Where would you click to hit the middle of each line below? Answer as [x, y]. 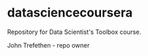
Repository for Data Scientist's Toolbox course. [74, 32]
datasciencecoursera [70, 13]
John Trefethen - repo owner [48, 45]
